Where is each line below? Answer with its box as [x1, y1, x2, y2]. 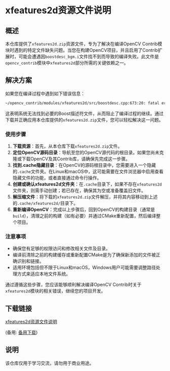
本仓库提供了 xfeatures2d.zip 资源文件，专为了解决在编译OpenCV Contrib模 [5, 41, 162, 47]
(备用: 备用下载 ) [5, 329, 38, 336]
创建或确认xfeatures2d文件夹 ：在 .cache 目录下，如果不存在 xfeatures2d [12, 181, 162, 187]
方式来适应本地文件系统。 [17, 271, 71, 277]
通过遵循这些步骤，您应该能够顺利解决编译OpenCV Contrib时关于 [5, 282, 142, 288]
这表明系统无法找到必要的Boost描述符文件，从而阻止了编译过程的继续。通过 [5, 110, 163, 117]
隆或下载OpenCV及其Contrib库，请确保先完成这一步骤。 [12, 156, 131, 162]
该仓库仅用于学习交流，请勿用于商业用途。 [5, 360, 94, 366]
